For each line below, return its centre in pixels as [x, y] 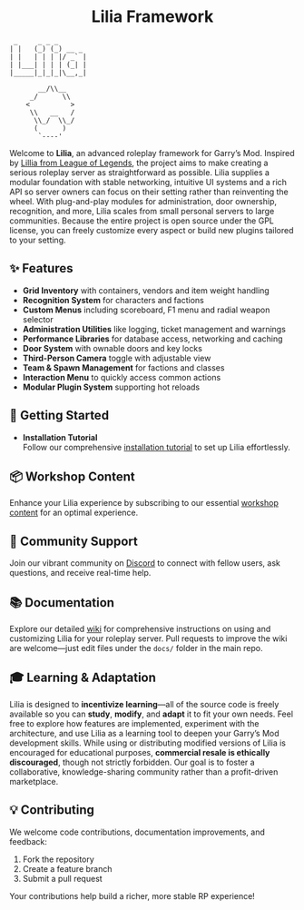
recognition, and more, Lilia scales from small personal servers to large [142, 211]
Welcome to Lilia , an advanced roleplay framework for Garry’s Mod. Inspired [152, 153]
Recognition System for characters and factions [113, 300]
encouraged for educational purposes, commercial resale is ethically [140, 752]
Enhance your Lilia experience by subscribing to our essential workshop [144, 503]
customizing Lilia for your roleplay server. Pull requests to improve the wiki [148, 638]
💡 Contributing [52, 810]
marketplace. [34, 781]
